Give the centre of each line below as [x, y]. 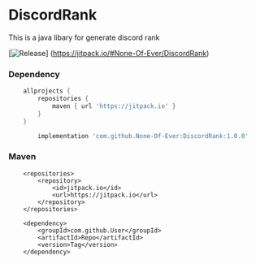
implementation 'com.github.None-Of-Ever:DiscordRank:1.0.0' [143, 136]
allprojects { [47, 91]
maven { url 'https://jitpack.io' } [114, 106]
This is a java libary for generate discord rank [84, 37]
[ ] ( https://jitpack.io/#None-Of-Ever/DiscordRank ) [109, 53]
